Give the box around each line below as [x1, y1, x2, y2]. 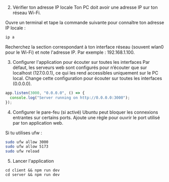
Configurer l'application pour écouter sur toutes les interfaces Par [12, 59, 150, 65]
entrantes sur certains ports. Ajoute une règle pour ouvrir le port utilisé [12, 114, 160, 121]
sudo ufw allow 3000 [5, 139, 49, 144]
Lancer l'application [12, 158, 54, 164]
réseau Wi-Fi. [12, 10, 41, 16]
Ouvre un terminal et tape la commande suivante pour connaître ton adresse [5, 20, 164, 25]
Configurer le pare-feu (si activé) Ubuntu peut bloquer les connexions [12, 109, 158, 115]
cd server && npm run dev [5, 172, 60, 177]
